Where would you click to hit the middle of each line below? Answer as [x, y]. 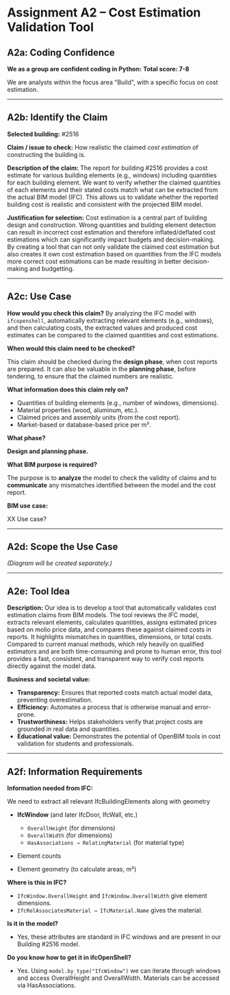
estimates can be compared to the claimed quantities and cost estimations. [113, 335]
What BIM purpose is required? [52, 464]
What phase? [26, 437]
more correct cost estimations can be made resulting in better [94, 261]
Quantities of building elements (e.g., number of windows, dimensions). [118, 403]
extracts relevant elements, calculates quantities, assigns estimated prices [112, 623]
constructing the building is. [47, 154]
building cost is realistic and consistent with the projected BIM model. [105, 204]
